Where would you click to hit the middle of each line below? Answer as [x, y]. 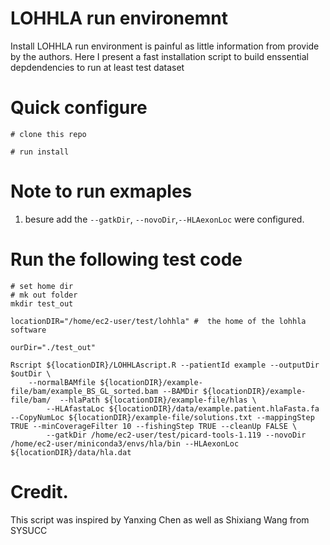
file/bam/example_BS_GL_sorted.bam [84, 391]
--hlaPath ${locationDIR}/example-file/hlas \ [158, 400]
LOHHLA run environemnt [119, 18]
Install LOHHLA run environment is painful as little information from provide [165, 46]
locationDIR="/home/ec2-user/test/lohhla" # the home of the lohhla [158, 321]
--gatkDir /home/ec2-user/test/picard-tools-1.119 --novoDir [176, 435]
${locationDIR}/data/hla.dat [71, 452]
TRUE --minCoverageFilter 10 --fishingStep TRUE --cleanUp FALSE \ [154, 426]
